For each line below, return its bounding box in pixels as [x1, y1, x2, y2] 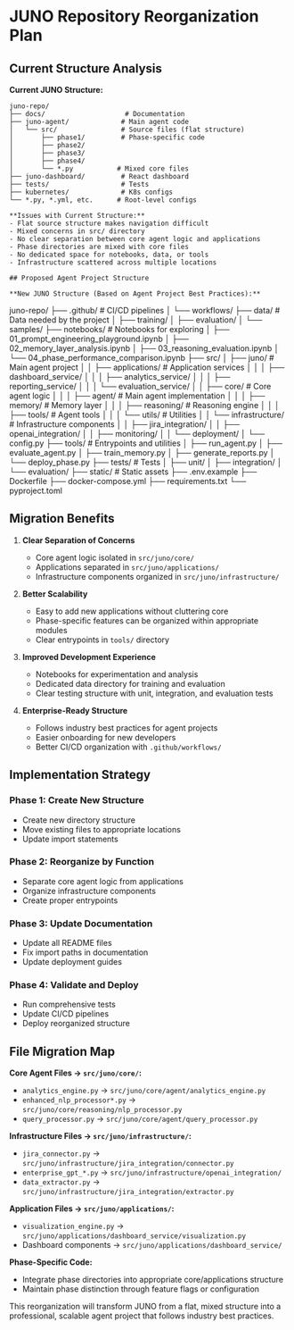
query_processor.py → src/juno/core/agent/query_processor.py [21, 1114, 258, 1125]
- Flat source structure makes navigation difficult [9, 219, 209, 228]
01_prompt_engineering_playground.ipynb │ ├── [9, 333, 189, 344]
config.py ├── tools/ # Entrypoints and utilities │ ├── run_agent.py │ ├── [9, 438, 283, 448]
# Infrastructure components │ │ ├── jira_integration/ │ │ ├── [9, 419, 241, 430]
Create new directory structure [21, 815, 136, 825]
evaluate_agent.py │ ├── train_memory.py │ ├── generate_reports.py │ [9, 448, 275, 457]
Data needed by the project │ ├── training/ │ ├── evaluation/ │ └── [9, 314, 263, 325]
